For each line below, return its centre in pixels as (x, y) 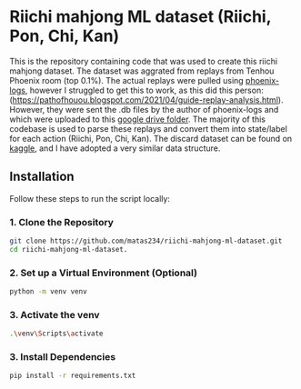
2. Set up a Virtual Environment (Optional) (104, 273)
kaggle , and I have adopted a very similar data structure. (115, 148)
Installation (42, 177)
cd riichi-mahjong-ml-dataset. (69, 249)
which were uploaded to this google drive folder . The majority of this (138, 119)
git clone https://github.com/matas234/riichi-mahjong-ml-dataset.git (146, 241)
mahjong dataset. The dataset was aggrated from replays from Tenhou (142, 71)
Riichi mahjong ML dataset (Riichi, (140, 17)
